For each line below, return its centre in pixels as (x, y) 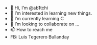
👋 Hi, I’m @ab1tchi (29, 8)
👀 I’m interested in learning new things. (51, 13)
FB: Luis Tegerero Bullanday (40, 37)
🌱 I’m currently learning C (37, 18)
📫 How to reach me (31, 30)
